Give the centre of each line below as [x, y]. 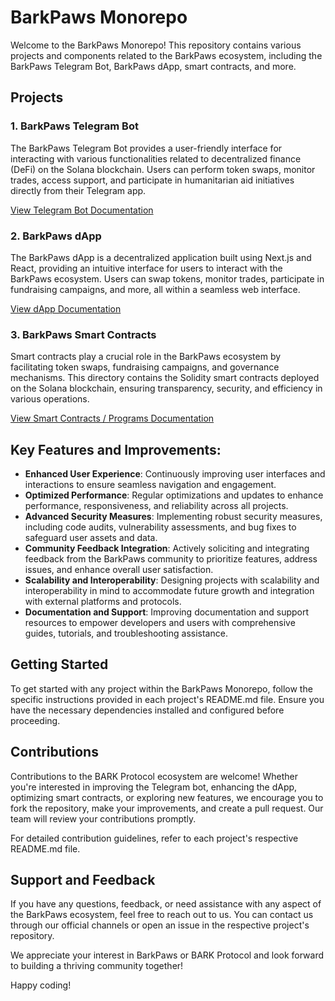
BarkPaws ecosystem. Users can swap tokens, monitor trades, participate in [167, 278]
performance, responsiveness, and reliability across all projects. [156, 506]
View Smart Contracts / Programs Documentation [112, 418]
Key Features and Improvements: [116, 449]
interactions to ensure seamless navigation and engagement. [150, 485]
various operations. [50, 399]
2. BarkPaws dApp [56, 236]
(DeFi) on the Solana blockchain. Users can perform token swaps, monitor [163, 169]
